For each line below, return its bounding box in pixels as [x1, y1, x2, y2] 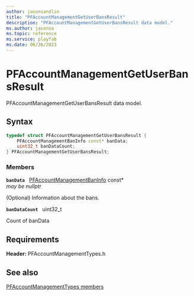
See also [6, 268, 38, 278]
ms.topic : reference [6, 31, 57, 37]
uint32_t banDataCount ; [17, 144, 76, 149]
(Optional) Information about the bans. [6, 194, 99, 202]
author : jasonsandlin [6, 8, 60, 15]
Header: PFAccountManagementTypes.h [6, 250, 106, 257]
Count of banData [6, 217, 50, 224]
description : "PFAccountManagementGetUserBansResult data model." [6, 20, 173, 26]
